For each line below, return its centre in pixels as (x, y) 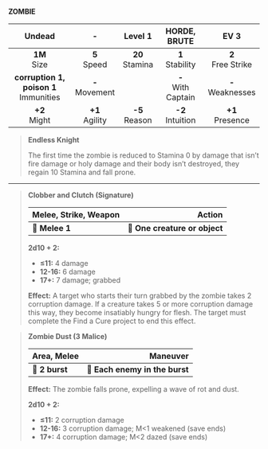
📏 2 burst (49, 369)
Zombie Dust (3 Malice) (67, 336)
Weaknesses (232, 92)
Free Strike (232, 64)
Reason (138, 120)
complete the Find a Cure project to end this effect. (112, 321)
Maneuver (169, 356)
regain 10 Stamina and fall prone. (82, 172)
